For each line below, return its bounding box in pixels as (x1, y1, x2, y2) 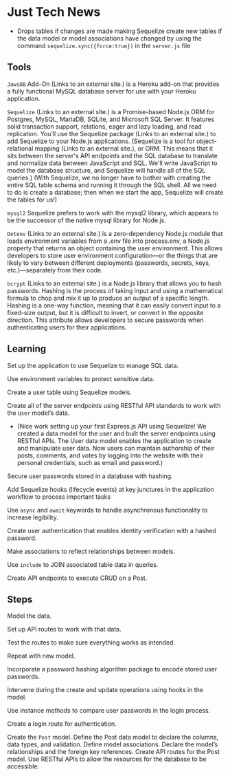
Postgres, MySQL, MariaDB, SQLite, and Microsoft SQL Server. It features (7, 115, 215, 123)
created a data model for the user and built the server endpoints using (16, 429, 216, 438)
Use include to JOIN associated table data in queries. (7, 560, 159, 568)
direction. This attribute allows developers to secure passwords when (7, 316, 204, 324)
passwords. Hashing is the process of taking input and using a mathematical (7, 286, 223, 294)
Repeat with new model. (7, 651, 76, 660)
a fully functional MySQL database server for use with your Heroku (7, 87, 196, 95)
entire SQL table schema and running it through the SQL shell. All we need (7, 180, 217, 189)
